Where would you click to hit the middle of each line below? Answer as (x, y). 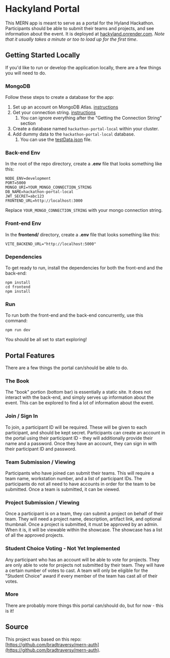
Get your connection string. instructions (54, 113)
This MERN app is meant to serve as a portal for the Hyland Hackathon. (80, 23)
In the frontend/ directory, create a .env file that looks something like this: (83, 234)
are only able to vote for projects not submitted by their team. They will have (85, 565)
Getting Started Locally (43, 55)
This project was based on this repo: (43, 639)
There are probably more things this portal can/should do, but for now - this (84, 605)
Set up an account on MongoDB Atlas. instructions (65, 107)
